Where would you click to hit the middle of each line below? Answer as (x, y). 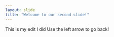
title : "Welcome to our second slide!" (47, 15)
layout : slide (20, 10)
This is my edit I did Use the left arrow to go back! (57, 29)
